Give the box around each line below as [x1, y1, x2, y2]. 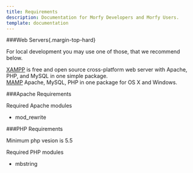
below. [6, 55, 23, 62]
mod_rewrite [14, 114, 46, 121]
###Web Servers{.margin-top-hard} [6, 37, 96, 44]
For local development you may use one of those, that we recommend [6, 48, 180, 55]
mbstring [14, 160, 38, 168]
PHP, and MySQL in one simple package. [6, 73, 108, 80]
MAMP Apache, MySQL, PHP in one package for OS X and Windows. [6, 79, 178, 86]
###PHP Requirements [6, 126, 63, 133]
